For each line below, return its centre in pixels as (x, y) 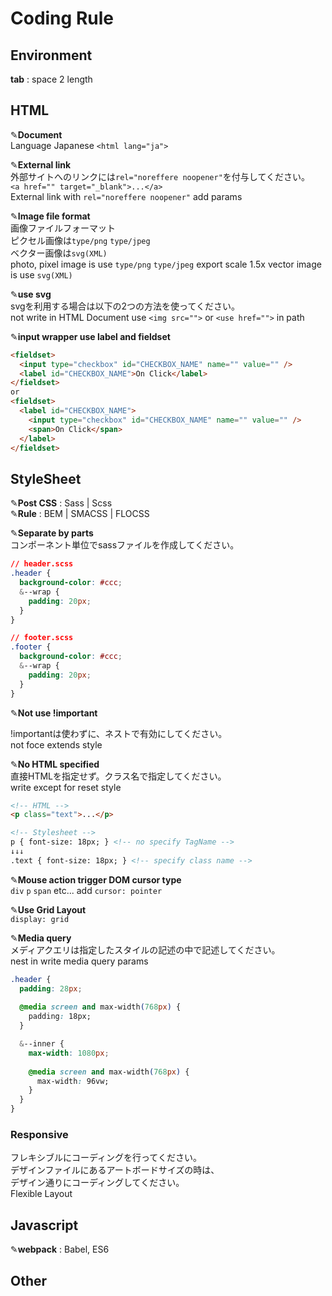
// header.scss (42, 564)
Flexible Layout (41, 1194)
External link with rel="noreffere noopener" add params (126, 196)
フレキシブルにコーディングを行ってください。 (106, 1158)
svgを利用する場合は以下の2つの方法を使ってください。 (125, 306)
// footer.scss (42, 638)
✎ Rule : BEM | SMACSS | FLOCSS (80, 514)
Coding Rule (62, 18)
